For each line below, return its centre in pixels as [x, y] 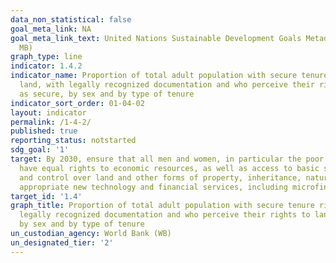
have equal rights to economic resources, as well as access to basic [169, 168]
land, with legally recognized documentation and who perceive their [167, 85]
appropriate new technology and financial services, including [153, 187]
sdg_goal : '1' [40, 150]
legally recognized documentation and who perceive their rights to [165, 215]
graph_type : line [46, 57]
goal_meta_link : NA [51, 29]
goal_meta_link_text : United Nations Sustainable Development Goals [156, 38]
